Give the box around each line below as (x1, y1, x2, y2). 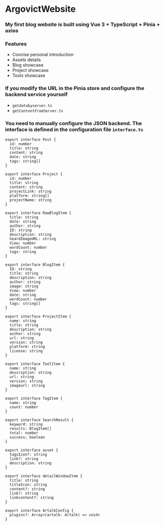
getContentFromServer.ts (12, 108, 64, 113)
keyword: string (9, 422, 43, 427)
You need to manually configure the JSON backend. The (5, 120, 142, 127)
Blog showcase (12, 62, 43, 68)
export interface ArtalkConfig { (5, 508, 74, 513)
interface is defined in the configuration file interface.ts (5, 126, 144, 133)
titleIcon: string (9, 482, 48, 487)
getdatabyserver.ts (12, 103, 53, 108)
